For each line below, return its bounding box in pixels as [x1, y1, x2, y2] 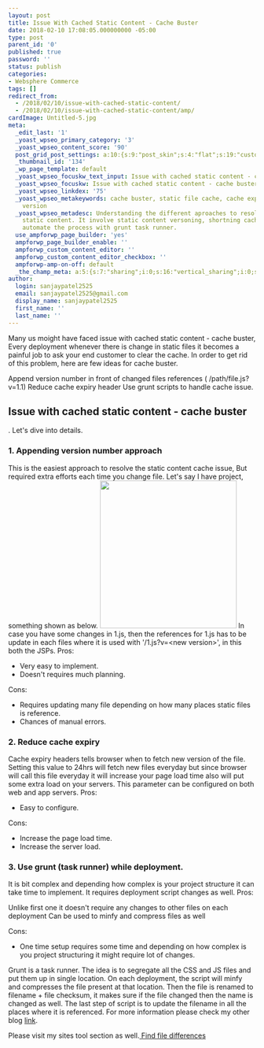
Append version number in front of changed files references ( [8, 373, 207, 383]
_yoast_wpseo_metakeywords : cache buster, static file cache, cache [15, 194, 244, 202]
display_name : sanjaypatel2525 [15, 297, 118, 305]
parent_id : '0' [8, 41, 58, 49]
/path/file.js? [208, 373, 250, 383]
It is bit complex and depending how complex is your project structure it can [8, 880, 255, 889]
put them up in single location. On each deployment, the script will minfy [8, 974, 243, 983]
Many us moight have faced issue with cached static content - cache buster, [8, 333, 256, 343]
